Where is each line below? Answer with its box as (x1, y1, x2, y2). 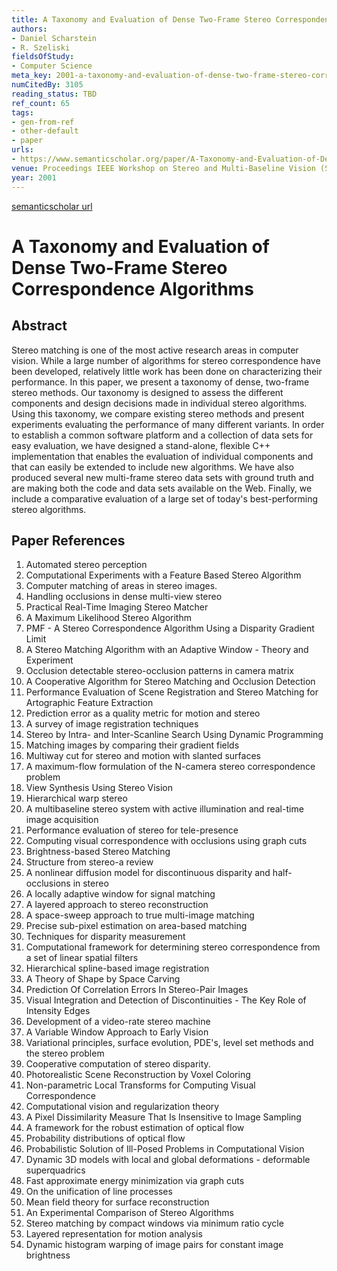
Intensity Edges (25, 1005, 91, 1017)
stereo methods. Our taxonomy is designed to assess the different (11, 386, 284, 398)
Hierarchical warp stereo (25, 792, 128, 805)
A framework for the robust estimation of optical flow (25, 1122, 245, 1134)
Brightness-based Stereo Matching (25, 846, 171, 858)
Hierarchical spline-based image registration (25, 962, 210, 975)
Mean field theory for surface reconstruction (25, 1196, 210, 1208)
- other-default (11, 126, 79, 136)
